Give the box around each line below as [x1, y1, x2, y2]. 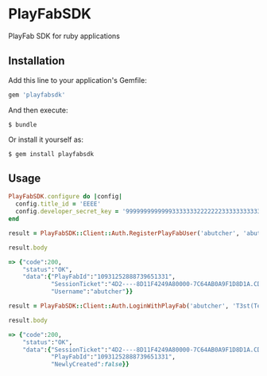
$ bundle [8, 120, 37, 128]
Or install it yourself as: [8, 135, 83, 144]
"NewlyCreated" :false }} [50, 360, 130, 369]
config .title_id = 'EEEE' [15, 200, 102, 208]
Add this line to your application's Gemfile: [8, 75, 147, 84]
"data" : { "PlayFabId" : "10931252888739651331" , [22, 272, 176, 281]
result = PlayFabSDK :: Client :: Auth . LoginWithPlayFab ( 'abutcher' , [8, 302, 229, 311]
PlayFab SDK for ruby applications [8, 31, 121, 41]
